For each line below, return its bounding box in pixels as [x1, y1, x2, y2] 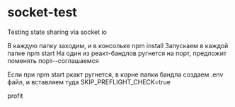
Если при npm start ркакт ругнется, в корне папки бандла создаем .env [7, 70, 224, 79]
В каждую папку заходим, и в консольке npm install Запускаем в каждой [7, 41, 229, 50]
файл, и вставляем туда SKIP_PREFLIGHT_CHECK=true [7, 77, 171, 86]
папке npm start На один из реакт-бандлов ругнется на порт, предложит [7, 49, 227, 57]
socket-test [7, 4, 78, 21]
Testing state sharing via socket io [7, 28, 108, 36]
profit [7, 91, 23, 100]
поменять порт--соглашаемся [7, 56, 99, 64]
